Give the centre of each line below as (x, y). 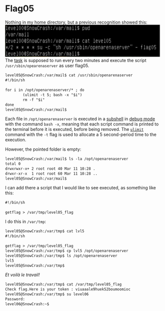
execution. (16, 140)
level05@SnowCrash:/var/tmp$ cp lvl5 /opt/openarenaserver (67, 251)
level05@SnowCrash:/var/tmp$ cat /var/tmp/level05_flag (63, 284)
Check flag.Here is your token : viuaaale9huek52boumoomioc (68, 289)
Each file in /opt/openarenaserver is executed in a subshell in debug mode (80, 119)
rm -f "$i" (34, 100)
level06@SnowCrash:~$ (27, 304)
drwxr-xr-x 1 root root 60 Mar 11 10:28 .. (51, 174)
